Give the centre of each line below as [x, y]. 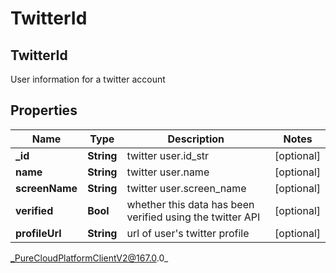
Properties [44, 110]
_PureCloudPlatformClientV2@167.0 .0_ [89, 258]
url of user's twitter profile [188, 233]
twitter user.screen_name [186, 188]
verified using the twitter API [193, 217]
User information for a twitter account [88, 79]
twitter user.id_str [168, 155]
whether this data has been [190, 204]
